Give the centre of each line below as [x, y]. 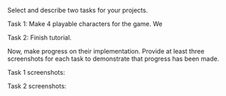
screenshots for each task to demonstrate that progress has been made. [113, 59]
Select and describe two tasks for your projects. [77, 10]
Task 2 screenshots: [37, 86]
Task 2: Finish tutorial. [40, 37]
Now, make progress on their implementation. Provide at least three [106, 51]
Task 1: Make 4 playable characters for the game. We [85, 24]
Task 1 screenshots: [36, 72]
